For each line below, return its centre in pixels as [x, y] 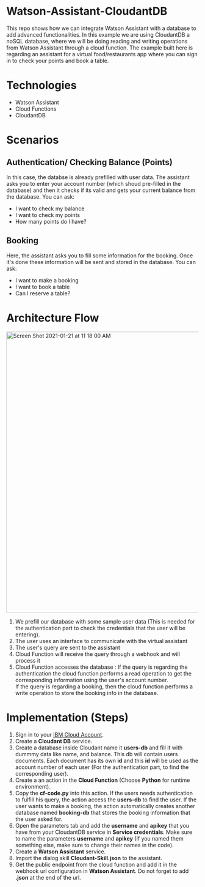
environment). [33, 786]
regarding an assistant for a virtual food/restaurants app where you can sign [102, 54]
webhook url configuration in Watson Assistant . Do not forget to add [102, 871]
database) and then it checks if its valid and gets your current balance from [101, 190]
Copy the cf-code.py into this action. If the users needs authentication [104, 793]
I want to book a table [42, 287]
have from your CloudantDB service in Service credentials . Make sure [104, 832]
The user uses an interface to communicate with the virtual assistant [101, 641]
